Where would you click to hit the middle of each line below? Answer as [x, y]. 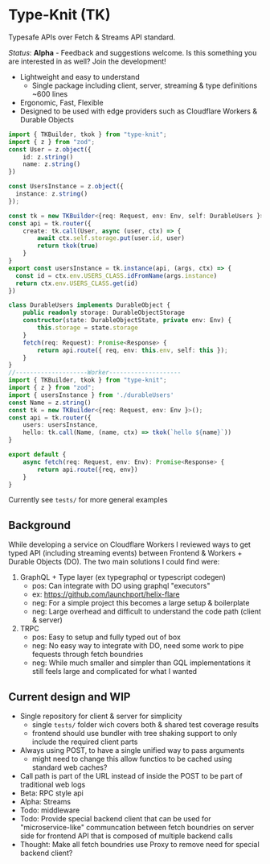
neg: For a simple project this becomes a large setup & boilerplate [141, 603]
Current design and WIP [70, 697]
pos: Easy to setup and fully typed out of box [106, 637]
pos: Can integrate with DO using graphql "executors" [121, 586]
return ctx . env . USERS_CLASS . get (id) [77, 283]
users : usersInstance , [61, 425]
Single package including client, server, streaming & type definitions [145, 85]
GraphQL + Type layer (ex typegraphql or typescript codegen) [123, 577]
